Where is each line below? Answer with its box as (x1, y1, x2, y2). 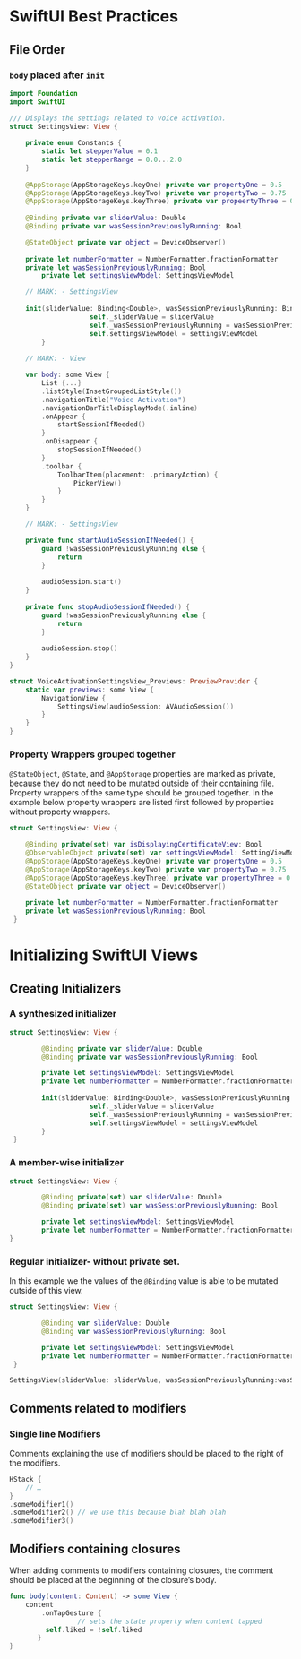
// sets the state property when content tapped (77, 1617, 262, 1626)
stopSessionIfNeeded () (56, 445, 142, 454)
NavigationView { (41, 693, 106, 702)
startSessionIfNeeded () (56, 420, 146, 429)
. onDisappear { (41, 437, 99, 446)
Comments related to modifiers (9, 1400, 187, 1416)
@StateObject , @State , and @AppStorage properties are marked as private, (9, 769, 276, 779)
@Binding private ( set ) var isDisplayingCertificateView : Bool (25, 840, 262, 849)
